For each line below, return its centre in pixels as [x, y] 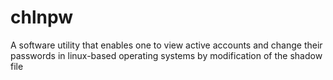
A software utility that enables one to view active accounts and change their [166, 45]
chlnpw [41, 17]
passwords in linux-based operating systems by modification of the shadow [166, 55]
